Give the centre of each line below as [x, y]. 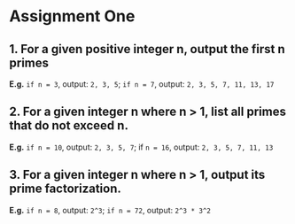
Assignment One [72, 16]
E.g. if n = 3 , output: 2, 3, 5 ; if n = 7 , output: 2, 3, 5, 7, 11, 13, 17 [142, 84]
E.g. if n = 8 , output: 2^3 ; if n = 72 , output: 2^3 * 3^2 [110, 210]
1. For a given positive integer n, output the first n [147, 49]
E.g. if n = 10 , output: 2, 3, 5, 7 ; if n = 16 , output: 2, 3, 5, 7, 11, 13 [141, 147]
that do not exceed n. [69, 126]
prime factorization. [65, 189]
